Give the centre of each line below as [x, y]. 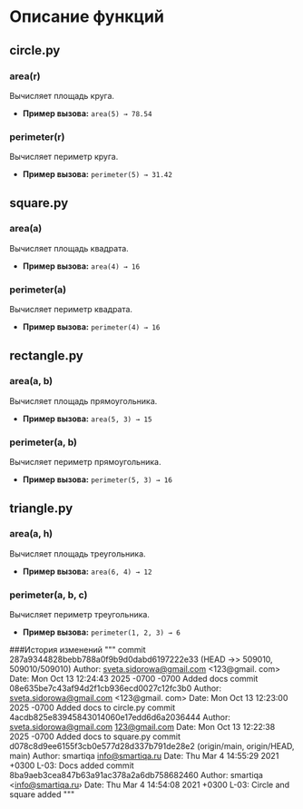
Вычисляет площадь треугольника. [78, 553]
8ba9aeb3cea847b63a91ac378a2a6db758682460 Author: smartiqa [136, 775]
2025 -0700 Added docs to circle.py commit [93, 708]
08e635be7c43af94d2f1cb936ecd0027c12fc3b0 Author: [116, 688]
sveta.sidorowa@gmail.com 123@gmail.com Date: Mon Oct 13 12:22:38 [142, 727]
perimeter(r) [37, 136]
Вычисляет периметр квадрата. [71, 310]
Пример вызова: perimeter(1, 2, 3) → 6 [102, 632]
